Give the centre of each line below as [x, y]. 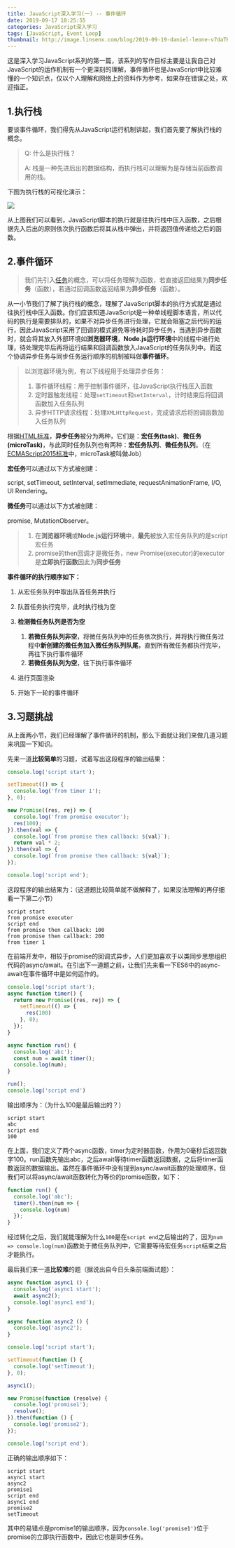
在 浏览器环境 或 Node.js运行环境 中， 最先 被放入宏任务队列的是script [131, 535]
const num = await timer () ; [55, 1058]
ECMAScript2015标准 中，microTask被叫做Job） [76, 453]
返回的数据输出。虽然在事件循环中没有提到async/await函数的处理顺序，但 [119, 1168]
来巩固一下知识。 [32, 744]
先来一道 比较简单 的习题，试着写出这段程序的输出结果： [87, 759]
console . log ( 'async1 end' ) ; [55, 1302]
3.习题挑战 [30, 717]
